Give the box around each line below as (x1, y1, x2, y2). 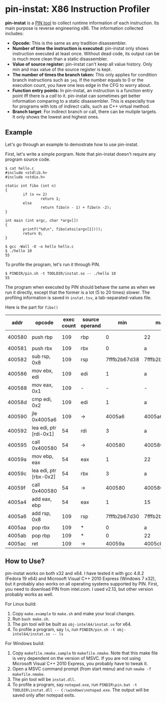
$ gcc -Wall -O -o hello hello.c (5, 244, 74, 249)
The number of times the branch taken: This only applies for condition (12, 71, 157, 77)
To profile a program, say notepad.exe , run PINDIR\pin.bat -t (12, 681, 137, 688)
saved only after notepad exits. (12, 692, 76, 698)
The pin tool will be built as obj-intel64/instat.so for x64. (12, 621, 132, 627)
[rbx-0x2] (32, 473, 56, 480)
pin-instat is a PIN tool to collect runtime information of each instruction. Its (5, 20, 160, 26)
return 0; (23, 231, 43, 236)
